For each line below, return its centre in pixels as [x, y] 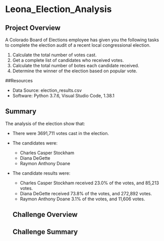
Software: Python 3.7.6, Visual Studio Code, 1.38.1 [63, 96]
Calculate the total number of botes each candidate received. [76, 66]
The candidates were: [35, 143]
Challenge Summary [45, 232]
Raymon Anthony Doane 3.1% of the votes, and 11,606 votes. [83, 199]
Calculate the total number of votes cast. [54, 55]
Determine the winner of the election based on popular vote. [75, 71]
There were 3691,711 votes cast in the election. [61, 133]
